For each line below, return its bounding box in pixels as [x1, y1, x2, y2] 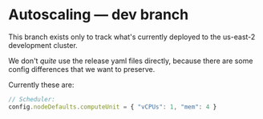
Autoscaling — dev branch [8, 6, 189, 24]
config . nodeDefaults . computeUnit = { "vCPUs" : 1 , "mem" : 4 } [8, 102, 217, 111]
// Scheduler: [8, 95, 56, 103]
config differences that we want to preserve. [8, 64, 156, 73]
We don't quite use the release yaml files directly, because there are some [8, 56, 253, 65]
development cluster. [8, 40, 78, 50]
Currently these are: [8, 80, 75, 89]
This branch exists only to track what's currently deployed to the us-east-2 [8, 32, 256, 42]
